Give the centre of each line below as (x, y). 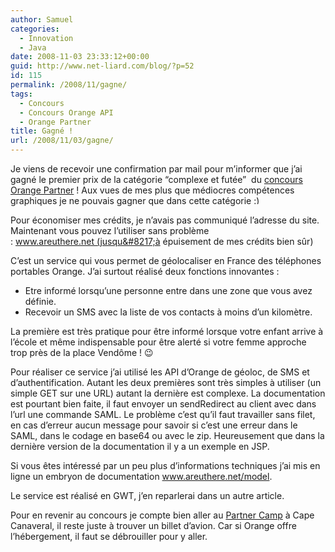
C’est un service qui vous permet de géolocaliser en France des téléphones (166, 260)
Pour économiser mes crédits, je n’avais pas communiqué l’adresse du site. (165, 220)
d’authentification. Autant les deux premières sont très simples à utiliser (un (166, 382)
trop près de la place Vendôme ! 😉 (82, 352)
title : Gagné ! (42, 131)
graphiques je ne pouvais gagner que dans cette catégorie (131, 200)
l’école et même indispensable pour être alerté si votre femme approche (158, 342)
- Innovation (46, 38)
